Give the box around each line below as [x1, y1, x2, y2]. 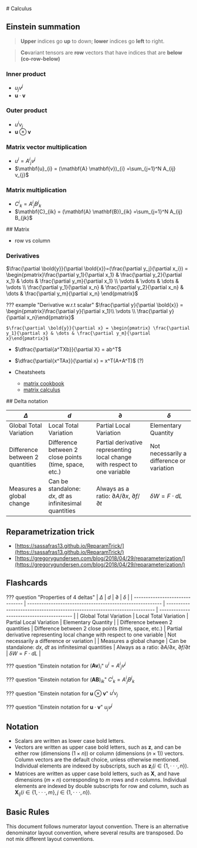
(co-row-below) [20, 55, 60, 62]
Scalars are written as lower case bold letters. [14, 738, 125, 745]
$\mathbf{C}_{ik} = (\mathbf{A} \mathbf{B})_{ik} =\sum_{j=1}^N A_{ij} [14, 208, 183, 215]
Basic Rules [6, 807, 50, 817]
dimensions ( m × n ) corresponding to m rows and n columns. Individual [14, 776, 186, 783]
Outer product [6, 106, 47, 115]
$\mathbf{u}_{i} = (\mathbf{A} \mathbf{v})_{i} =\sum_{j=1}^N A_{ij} [14, 165, 176, 172]
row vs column [14, 237, 51, 244]
